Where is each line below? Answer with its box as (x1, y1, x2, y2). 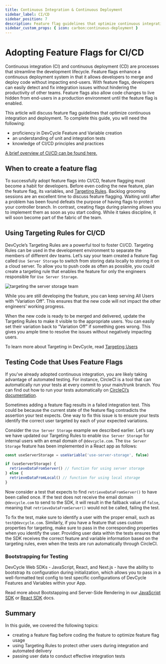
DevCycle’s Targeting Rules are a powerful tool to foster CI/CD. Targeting (5, 242, 154, 248)
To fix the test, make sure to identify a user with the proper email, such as (5, 514, 155, 520)
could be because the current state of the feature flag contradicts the (5, 407, 147, 413)
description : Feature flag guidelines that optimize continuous (5, 21, 140, 26)
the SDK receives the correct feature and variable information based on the (5, 535, 159, 541)
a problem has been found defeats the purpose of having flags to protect (5, 199, 154, 205)
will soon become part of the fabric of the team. (5, 214, 102, 221)
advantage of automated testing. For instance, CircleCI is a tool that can (5, 376, 152, 382)
